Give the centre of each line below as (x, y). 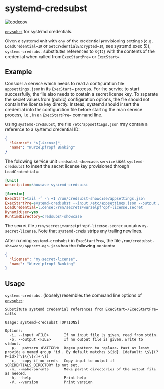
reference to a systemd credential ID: (42, 129)
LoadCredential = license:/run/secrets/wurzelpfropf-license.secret (74, 207)
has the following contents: (88, 246)
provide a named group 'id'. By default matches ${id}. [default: (74, 352)
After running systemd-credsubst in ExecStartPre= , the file (63, 241)
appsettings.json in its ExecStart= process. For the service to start (72, 89)
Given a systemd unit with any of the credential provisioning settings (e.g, (79, 41)
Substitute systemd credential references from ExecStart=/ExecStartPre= (82, 309)
